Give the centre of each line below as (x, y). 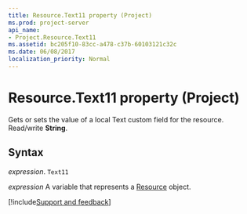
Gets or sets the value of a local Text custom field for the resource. (116, 119)
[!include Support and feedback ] (60, 201)
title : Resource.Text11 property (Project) (80, 15)
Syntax (26, 152)
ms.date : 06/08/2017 (42, 52)
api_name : (24, 30)
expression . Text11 (38, 171)
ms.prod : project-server (49, 23)
